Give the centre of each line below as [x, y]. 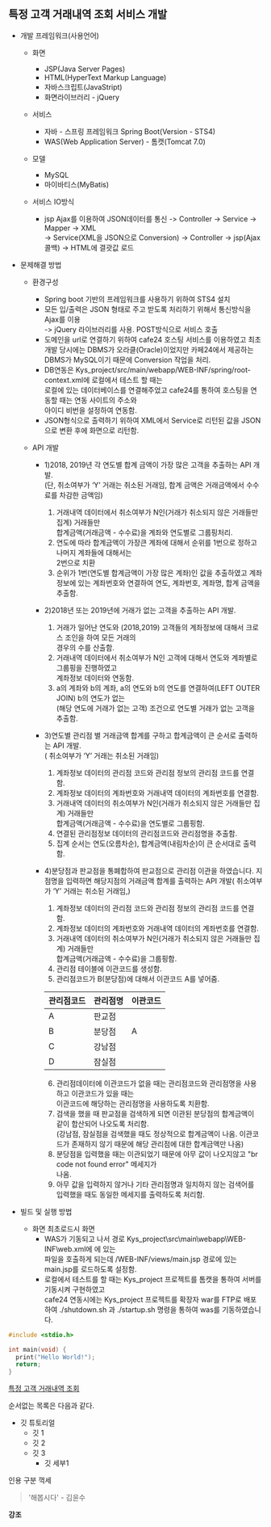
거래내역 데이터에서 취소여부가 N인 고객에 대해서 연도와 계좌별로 [157, 658]
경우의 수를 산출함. [85, 647]
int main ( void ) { [38, 1349]
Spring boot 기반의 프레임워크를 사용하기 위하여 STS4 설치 [137, 299]
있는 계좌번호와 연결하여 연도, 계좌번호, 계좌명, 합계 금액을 [169, 583]
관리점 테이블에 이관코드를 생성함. [109, 969]
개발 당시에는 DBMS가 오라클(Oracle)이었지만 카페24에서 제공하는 [149, 349]
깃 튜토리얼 [38, 1423]
